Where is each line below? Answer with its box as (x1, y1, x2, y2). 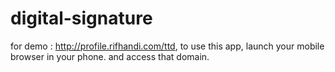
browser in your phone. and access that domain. (10, 50, 210, 62)
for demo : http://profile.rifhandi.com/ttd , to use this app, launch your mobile (10, 40, 325, 52)
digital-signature (10, 7, 153, 30)
